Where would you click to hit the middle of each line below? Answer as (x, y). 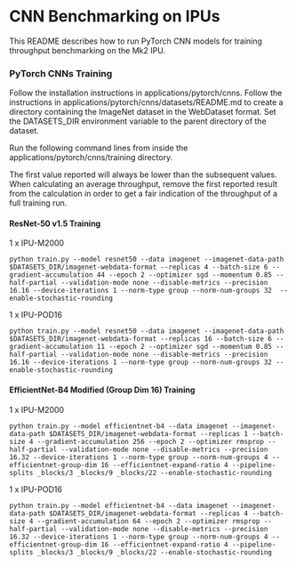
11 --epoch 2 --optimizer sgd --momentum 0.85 (184, 347)
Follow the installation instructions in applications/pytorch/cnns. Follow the (146, 93)
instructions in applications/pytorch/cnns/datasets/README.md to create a (146, 102)
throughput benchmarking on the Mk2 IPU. (88, 50)
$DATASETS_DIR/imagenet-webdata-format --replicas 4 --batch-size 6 (139, 267)
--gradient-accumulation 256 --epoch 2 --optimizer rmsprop (151, 441)
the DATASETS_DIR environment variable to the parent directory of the (138, 121)
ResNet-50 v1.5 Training (55, 223)
